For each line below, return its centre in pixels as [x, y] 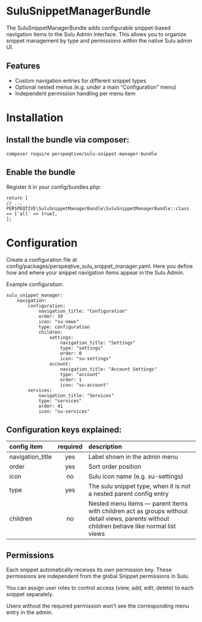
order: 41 [50, 406]
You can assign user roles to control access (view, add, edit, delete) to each [100, 588]
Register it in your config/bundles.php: [54, 187]
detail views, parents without [129, 519]
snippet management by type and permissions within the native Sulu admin [99, 40]
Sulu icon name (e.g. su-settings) [136, 477]
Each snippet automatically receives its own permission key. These [89, 570]
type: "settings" [81, 348]
